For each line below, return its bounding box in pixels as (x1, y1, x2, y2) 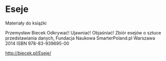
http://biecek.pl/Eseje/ (5, 50, 51, 56)
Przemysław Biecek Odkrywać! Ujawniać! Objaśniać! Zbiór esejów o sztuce (5, 29, 161, 35)
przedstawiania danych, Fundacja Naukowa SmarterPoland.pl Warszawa (5, 35, 155, 41)
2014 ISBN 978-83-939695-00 (5, 40, 69, 46)
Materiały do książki (5, 20, 47, 26)
